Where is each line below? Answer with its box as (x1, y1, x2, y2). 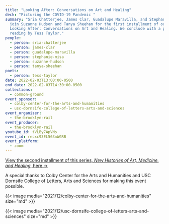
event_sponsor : (5, 96, 37, 101)
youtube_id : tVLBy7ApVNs (5, 129, 57, 134)
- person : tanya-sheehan (10, 64, 62, 69)
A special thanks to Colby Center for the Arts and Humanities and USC (5, 173, 151, 178)
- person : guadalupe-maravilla (10, 49, 75, 54)
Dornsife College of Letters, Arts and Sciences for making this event (5, 178, 146, 184)
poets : (5, 69, 19, 74)
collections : (5, 87, 33, 92)
